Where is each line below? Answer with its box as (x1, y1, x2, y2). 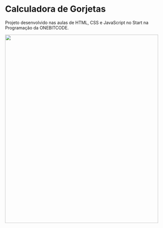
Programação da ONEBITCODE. (5, 24, 69, 30)
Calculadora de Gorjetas (5, 3, 106, 15)
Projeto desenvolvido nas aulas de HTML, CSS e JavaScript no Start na (5, 20, 149, 25)
